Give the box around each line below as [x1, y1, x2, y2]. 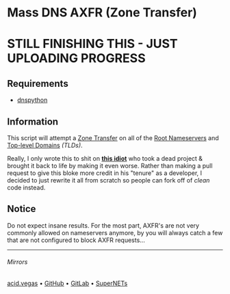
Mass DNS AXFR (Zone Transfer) [7, 5, 197, 21]
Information [7, 116, 59, 127]
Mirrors [7, 258, 28, 266]
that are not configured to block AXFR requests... [7, 236, 145, 244]
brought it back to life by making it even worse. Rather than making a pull [7, 162, 213, 170]
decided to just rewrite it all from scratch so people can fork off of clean [7, 176, 210, 184]
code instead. [7, 183, 46, 191]
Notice [7, 203, 36, 215]
